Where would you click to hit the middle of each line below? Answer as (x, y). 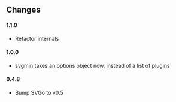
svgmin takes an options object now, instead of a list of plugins (92, 65)
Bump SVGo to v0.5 (39, 93)
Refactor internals (37, 38)
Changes (23, 10)
